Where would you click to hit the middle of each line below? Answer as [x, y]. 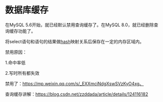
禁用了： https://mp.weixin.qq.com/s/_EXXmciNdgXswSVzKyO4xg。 [75, 83]
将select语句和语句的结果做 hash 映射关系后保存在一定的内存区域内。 [75, 41]
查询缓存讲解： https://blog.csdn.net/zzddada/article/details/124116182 [77, 94]
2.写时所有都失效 [22, 73]
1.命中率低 [15, 62]
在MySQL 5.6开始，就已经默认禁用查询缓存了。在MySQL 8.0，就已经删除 [80, 25]
